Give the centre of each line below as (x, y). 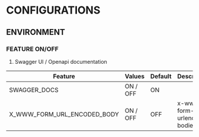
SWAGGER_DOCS (34, 90)
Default (161, 76)
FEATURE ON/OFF (32, 49)
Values (135, 76)
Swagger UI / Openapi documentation (61, 61)
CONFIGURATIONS (53, 10)
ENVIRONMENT (36, 32)
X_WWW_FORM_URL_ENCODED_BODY (64, 114)
